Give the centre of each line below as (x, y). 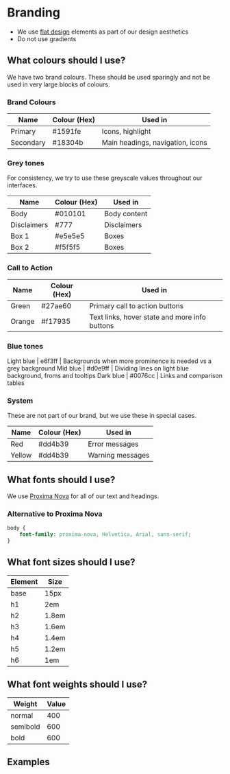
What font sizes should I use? (71, 562)
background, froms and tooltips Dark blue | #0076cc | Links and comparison (115, 375)
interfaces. (22, 185)
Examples (28, 762)
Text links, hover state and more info (148, 317)
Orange (23, 321)
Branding (34, 13)
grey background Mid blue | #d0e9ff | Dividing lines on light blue (98, 368)
